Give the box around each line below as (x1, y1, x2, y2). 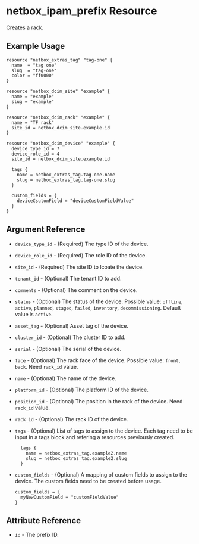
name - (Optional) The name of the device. (14, 374, 117, 382)
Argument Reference (6, 225, 86, 235)
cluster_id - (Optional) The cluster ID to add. (14, 334, 126, 341)
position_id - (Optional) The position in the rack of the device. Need (14, 397, 183, 405)
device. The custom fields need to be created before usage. (14, 477, 162, 484)
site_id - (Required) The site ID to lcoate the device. (14, 263, 144, 271)
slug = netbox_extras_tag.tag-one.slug (17, 177, 116, 183)
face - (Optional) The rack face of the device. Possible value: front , (14, 356, 181, 364)
